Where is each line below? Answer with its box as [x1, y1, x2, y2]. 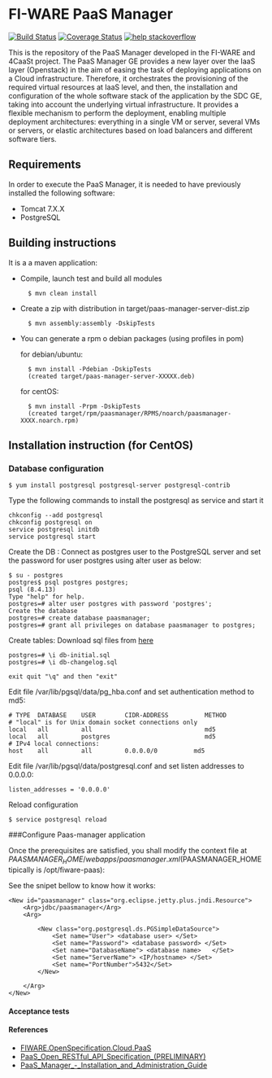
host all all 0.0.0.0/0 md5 [8, 747, 205, 756]
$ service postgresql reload [8, 816, 107, 824]
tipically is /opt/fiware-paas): [8, 865, 106, 875]
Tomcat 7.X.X [19, 204, 65, 213]
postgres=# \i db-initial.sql [8, 651, 111, 660]
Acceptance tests [8, 1006, 70, 1016]
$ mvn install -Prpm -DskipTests [28, 402, 141, 410]
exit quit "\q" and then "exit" [8, 673, 118, 681]
